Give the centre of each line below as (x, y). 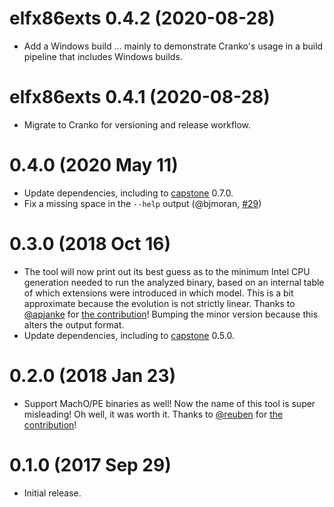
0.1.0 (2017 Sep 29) (90, 464)
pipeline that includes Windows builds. (103, 56)
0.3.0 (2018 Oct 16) (90, 244)
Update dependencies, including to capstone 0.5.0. (129, 335)
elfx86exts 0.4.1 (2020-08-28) (140, 97)
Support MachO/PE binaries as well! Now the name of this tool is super (169, 403)
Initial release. (52, 493)
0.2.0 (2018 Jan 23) (93, 375)
